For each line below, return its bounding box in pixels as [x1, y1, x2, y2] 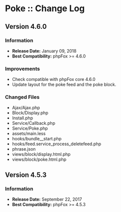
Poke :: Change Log [5, 3, 85, 14]
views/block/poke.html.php [12, 156, 67, 162]
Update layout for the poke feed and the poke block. [12, 81, 117, 88]
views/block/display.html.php [12, 152, 71, 157]
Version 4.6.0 [5, 22, 47, 31]
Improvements [5, 65, 40, 72]
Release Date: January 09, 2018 [12, 48, 76, 54]
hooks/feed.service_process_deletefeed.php [12, 141, 102, 147]
